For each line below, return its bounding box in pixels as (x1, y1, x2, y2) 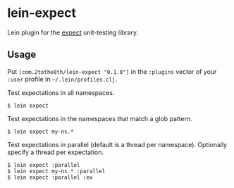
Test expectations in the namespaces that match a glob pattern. (7, 114, 192, 123)
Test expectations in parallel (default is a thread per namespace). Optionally (7, 140, 228, 149)
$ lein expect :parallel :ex (7, 174, 93, 181)
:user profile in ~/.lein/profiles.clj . (7, 75, 118, 83)
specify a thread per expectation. (7, 148, 104, 156)
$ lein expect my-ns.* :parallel (7, 168, 106, 175)
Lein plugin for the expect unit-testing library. (7, 28, 139, 37)
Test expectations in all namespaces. (7, 88, 115, 96)
